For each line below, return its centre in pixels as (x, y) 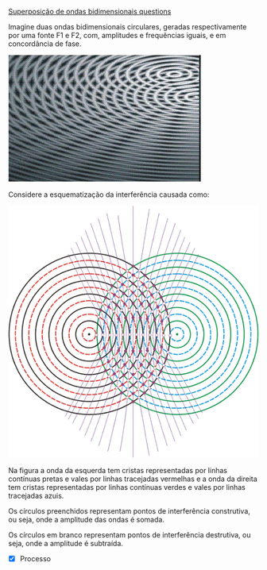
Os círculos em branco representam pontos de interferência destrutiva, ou (130, 534)
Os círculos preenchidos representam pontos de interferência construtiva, (129, 510)
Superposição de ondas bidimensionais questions (90, 12)
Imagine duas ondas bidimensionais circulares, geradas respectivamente (128, 27)
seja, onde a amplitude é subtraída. (66, 543)
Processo (35, 558)
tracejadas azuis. (36, 495)
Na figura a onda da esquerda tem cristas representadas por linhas (118, 470)
